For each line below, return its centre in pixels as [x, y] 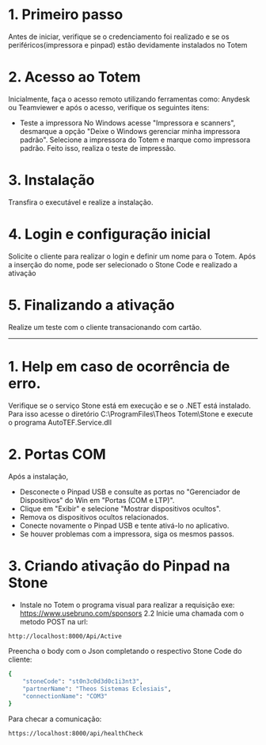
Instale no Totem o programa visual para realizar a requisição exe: [127, 605]
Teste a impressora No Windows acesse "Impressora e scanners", [127, 123]
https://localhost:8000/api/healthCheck [76, 733]
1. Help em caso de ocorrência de [119, 366]
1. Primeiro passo [66, 15]
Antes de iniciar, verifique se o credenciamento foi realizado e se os [119, 36]
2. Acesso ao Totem [74, 77]
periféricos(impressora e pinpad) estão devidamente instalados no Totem [128, 44]
